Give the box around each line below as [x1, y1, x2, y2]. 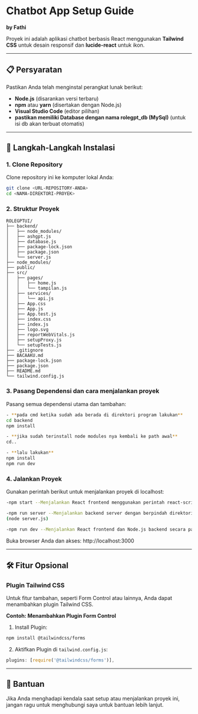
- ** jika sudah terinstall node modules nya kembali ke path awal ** [6, 433, 178, 440]
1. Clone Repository [6, 161, 63, 169]
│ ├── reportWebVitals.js [6, 332, 75, 338]
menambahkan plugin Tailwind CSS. [6, 601, 94, 608]
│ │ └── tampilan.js [6, 285, 67, 291]
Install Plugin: [14, 624, 48, 631]
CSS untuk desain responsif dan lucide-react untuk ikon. [6, 41, 145, 48]
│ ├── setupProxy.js [6, 337, 62, 343]
